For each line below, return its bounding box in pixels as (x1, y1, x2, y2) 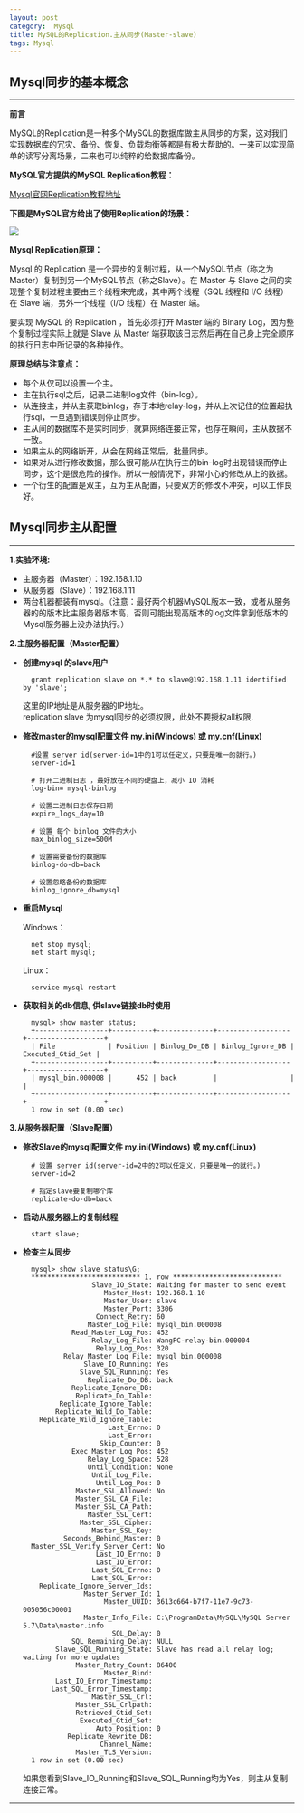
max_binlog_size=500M (31, 835, 113, 844)
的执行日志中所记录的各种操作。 (9, 339, 128, 350)
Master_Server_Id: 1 (83, 1589, 161, 1598)
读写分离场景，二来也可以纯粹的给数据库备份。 (24, 150, 200, 161)
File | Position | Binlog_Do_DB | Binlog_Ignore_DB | (39, 1042, 295, 1051)
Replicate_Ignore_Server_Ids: (39, 1581, 153, 1590)
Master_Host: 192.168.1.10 (103, 1288, 205, 1297)
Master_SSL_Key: (91, 1526, 153, 1535)
